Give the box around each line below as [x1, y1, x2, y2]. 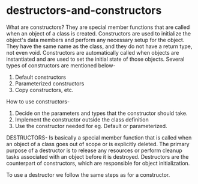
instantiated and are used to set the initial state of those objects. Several [6, 55, 185, 63]
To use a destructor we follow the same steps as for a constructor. [6, 171, 170, 178]
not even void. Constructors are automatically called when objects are [6, 49, 179, 56]
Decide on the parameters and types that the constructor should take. [14, 109, 188, 117]
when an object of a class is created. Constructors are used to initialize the [6, 29, 191, 37]
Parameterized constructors [14, 79, 85, 87]
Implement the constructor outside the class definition [14, 115, 149, 123]
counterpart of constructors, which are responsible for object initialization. [6, 159, 190, 167]
